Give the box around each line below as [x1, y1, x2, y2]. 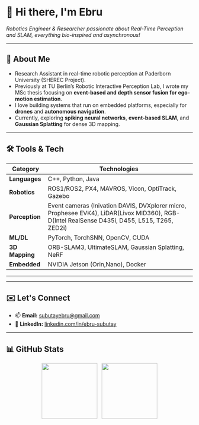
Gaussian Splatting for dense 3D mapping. [14, 120, 120, 127]
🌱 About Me [6, 54, 50, 64]
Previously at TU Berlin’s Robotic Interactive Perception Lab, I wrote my [14, 83, 188, 90]
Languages [9, 175, 41, 183]
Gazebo [47, 191, 70, 200]
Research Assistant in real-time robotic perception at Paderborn [14, 70, 171, 77]
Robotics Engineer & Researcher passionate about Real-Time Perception [6, 25, 184, 32]
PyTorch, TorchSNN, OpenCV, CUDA [47, 233, 150, 241]
